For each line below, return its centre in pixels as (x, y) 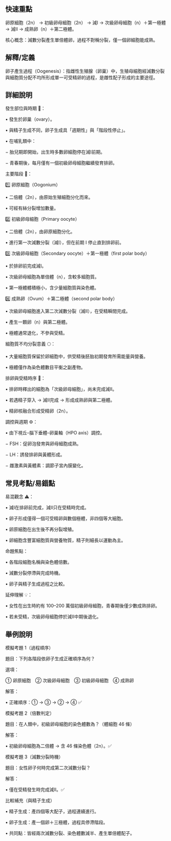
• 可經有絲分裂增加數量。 (32, 208)
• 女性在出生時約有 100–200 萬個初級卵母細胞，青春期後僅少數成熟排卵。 (83, 606)
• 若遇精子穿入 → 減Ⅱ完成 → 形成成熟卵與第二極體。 (60, 400)
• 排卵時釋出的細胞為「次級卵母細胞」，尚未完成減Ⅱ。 (61, 389)
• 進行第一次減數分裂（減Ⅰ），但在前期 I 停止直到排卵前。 (65, 242)
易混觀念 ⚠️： (20, 496)
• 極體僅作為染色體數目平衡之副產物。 (45, 367)
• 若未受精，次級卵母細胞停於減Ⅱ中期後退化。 (53, 617)
